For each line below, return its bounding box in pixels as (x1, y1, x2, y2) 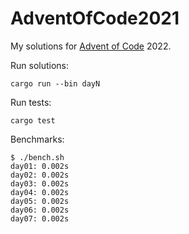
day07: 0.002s (10, 213, 70, 224)
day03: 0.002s (10, 178, 70, 189)
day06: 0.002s (10, 205, 70, 215)
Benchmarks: (10, 133, 65, 145)
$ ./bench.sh (10, 152, 65, 162)
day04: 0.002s (10, 187, 70, 197)
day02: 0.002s (10, 170, 70, 180)
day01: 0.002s (10, 161, 70, 171)
